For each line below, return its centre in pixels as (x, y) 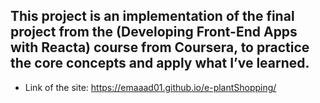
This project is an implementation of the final (152, 16)
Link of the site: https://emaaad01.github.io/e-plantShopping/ (150, 87)
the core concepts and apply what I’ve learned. (160, 63)
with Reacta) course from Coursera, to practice (160, 47)
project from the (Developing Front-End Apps (154, 32)
